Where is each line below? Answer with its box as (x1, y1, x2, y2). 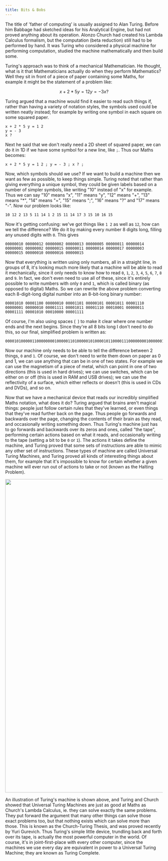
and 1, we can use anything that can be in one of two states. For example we (5, 358, 163, 364)
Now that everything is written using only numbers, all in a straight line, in (5, 259, 156, 265)
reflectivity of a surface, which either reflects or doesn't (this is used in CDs (5, 379, 161, 385)
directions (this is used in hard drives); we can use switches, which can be (5, 369, 158, 375)
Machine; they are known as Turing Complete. (5, 849, 100, 855)
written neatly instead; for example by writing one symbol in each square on (5, 109, 161, 115)
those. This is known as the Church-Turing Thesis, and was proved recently (5, 823, 161, 829)
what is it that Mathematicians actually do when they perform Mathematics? (5, 68, 161, 74)
